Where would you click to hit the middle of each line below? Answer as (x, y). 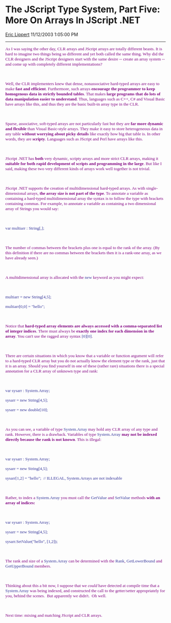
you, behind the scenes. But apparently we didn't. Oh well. (56, 596)
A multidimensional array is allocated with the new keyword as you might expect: (75, 277)
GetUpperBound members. (28, 566)
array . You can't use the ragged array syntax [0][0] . (49, 336)
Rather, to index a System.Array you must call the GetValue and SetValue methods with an (83, 497)
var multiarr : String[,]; (25, 228)
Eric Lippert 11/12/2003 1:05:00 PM (42, 34)
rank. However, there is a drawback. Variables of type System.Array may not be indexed (81, 434)
